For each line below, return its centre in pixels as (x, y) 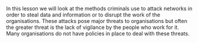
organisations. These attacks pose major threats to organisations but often (97, 21)
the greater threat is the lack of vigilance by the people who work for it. (92, 27)
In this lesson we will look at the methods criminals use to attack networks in (99, 9)
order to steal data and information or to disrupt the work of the (83, 15)
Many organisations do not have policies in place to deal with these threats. (98, 34)
